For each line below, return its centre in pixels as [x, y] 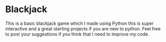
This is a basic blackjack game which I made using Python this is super [79, 23]
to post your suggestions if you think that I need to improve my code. [77, 34]
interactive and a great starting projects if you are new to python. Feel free [83, 28]
